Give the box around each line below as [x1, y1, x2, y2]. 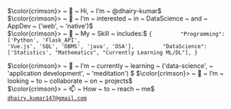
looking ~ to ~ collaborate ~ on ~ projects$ [7, 76, 133, 85]
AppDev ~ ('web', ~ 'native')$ [7, 22, 94, 30]
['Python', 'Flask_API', [7, 37, 81, 44]
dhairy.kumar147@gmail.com [7, 95, 87, 102]
